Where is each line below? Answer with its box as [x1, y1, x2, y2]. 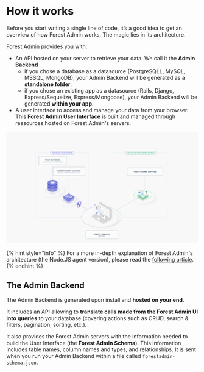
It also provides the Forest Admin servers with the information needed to [6, 333, 188, 340]
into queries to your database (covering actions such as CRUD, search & [6, 315, 189, 322]
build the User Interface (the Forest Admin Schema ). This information [6, 340, 181, 347]
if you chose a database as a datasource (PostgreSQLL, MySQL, [24, 67, 186, 74]
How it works [6, 4, 74, 18]
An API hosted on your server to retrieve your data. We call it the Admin [15, 54, 195, 62]
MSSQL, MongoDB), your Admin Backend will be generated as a [24, 74, 186, 81]
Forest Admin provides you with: [6, 43, 88, 50]
